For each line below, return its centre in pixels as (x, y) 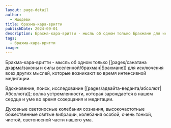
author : (13, 15)
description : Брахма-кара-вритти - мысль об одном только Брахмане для (83, 34)
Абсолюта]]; (19, 93)
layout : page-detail (27, 10)
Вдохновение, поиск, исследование (44, 88)
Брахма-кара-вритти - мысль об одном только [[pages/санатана (76, 62)
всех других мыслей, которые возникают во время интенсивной (76, 73)
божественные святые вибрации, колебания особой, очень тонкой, (79, 114)
